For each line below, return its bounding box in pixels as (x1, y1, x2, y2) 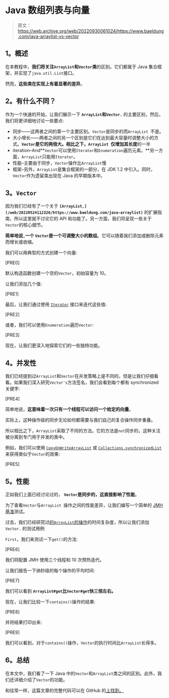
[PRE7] (5, 578, 20, 583)
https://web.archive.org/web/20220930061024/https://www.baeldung (17, 28, 164, 34)
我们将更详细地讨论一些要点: (5, 117, 65, 124)
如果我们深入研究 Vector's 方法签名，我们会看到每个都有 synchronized (14, 379, 159, 385)
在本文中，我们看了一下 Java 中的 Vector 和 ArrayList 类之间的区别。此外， (5, 670, 158, 676)
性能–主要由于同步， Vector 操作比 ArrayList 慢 (12, 160, 107, 166)
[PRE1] (5, 291, 19, 297)
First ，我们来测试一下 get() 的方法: (5, 536, 78, 542)
